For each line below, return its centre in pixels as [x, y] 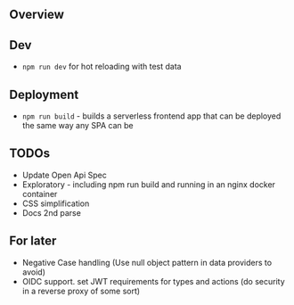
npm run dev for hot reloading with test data [102, 67]
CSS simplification [56, 203]
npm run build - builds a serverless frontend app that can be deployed [151, 116]
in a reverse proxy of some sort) [81, 291]
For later [33, 241]
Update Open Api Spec [64, 175]
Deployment [44, 94]
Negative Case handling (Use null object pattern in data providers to [147, 262]
